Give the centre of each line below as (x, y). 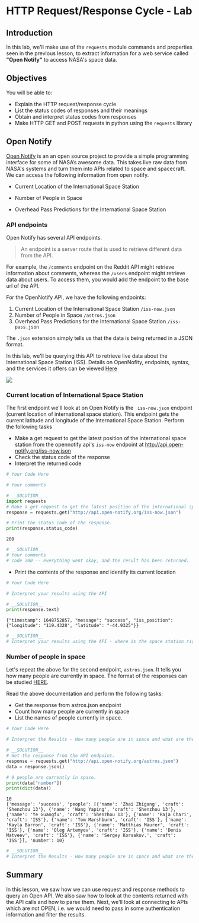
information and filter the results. (46, 914)
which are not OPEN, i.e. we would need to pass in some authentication (93, 908)
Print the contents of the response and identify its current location (95, 572)
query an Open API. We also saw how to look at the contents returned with (97, 895)
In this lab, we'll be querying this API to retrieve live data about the (87, 356)
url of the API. (23, 285)
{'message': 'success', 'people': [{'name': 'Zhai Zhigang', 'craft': (95, 804)
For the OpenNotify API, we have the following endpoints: (76, 297)
